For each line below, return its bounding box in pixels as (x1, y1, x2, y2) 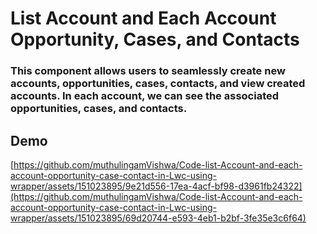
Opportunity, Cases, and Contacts (10, 28, 300, 51)
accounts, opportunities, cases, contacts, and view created (10, 77, 306, 91)
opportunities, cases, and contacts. (10, 102, 188, 116)
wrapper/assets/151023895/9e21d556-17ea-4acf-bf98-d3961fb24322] (10, 180, 303, 192)
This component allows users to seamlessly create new (10, 64, 286, 78)
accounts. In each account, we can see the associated (10, 89, 280, 103)
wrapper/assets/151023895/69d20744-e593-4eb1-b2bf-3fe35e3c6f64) (10, 212, 307, 224)
